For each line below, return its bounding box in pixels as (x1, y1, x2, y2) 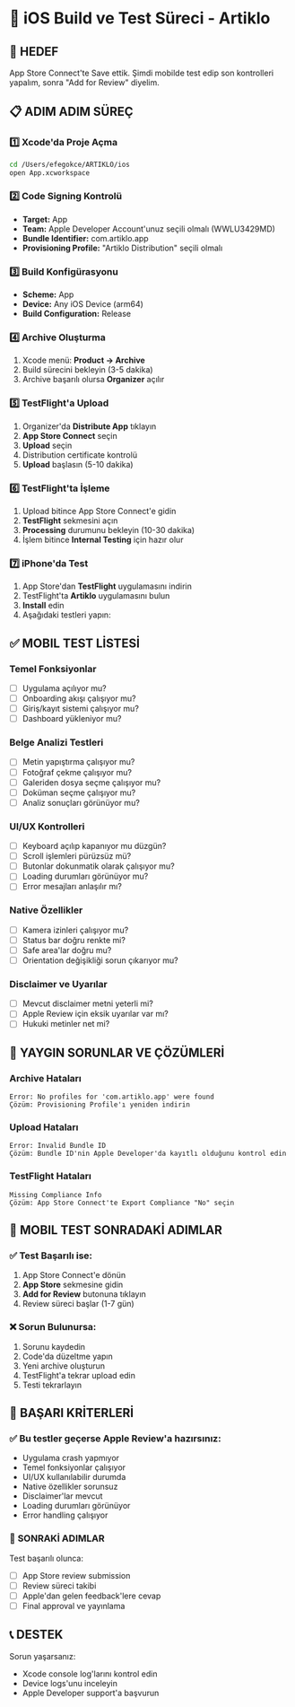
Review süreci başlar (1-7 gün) (22, 1299, 134, 1309)
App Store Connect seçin (22, 430, 118, 441)
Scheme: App (22, 289, 74, 300)
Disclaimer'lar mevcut (22, 1491, 103, 1501)
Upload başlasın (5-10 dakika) (22, 459, 134, 469)
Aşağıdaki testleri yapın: (22, 609, 111, 620)
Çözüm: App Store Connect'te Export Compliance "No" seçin (9, 1198, 235, 1207)
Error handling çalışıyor (22, 1510, 108, 1520)
